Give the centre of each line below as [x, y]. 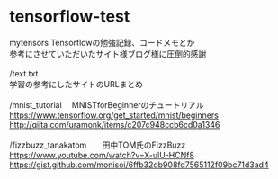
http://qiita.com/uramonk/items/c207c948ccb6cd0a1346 [115, 124]
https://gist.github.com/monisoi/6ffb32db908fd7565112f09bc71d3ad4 [139, 165]
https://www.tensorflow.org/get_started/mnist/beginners [114, 115]
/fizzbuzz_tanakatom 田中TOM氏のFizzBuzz [98, 145]
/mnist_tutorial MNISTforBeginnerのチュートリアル [107, 104]
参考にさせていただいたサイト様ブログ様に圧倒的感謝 [108, 54]
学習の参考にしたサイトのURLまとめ [76, 84]
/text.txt [24, 73]
